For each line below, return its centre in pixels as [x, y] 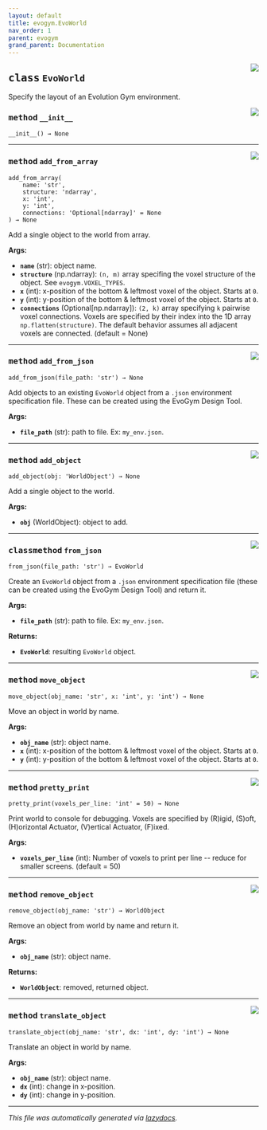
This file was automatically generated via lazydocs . [93, 1117]
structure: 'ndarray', [60, 192]
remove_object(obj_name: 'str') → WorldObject [87, 911]
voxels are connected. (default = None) [84, 333]
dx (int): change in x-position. [68, 1086]
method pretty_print [49, 787]
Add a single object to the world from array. [79, 234]
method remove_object [51, 895]
